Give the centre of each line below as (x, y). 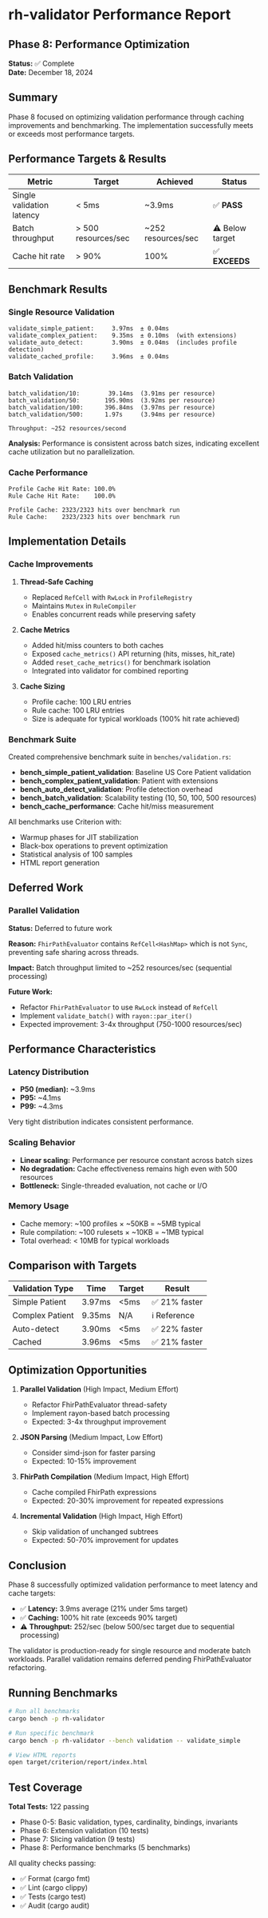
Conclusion (37, 1565)
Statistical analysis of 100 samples (76, 854)
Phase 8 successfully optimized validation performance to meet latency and (133, 1584)
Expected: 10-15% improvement (84, 1461)
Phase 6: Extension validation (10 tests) (84, 1831)
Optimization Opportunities (78, 1371)
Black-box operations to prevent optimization (94, 845)
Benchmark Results (58, 290)
